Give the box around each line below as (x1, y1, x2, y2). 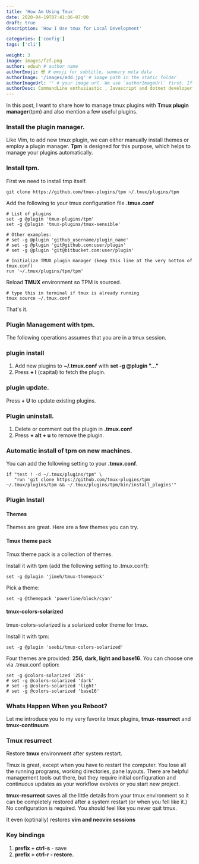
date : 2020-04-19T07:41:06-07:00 (6, 14, 89, 20)
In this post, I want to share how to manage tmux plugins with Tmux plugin (6, 102, 189, 109)
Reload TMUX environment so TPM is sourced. (6, 278, 122, 285)
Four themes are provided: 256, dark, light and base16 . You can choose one (6, 655, 194, 662)
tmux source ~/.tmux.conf (6, 295, 70, 301)
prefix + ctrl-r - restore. (14, 851, 74, 858)
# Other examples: (6, 231, 52, 238)
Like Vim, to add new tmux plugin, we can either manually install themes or (6, 136, 189, 143)
